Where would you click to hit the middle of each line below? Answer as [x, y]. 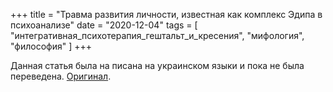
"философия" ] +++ [51, 46]
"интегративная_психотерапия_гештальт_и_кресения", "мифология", [157, 35]
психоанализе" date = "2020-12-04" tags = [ [104, 25]
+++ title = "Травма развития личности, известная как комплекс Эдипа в [166, 14]
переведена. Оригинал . [61, 76]
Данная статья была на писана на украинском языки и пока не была [157, 65]
